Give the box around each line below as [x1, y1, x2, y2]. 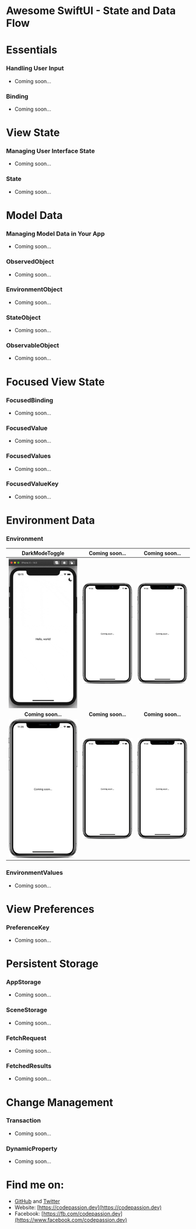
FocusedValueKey [6, 480, 59, 488]
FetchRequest [6, 1034, 47, 1042]
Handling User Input [6, 64, 64, 73]
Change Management [6, 1095, 114, 1109]
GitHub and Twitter [14, 1198, 60, 1205]
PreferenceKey [6, 923, 50, 931]
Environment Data [6, 514, 95, 527]
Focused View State [6, 375, 105, 388]
